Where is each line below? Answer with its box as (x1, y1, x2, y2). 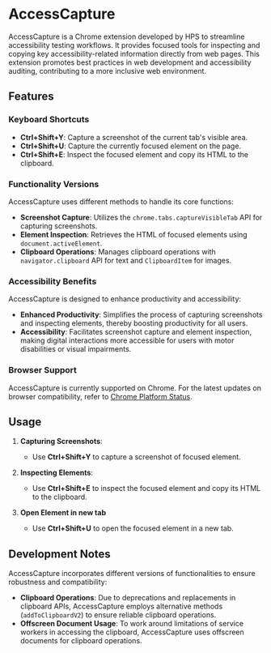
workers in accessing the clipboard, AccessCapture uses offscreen (19, 627, 244, 637)
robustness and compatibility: (8, 577, 108, 587)
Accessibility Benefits (8, 275, 97, 287)
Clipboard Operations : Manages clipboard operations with (19, 246, 216, 256)
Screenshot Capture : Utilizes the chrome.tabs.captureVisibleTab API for (19, 212, 263, 222)
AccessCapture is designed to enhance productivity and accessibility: (8, 294, 241, 304)
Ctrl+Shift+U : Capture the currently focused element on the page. (19, 141, 241, 151)
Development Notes (8, 547, 111, 561)
